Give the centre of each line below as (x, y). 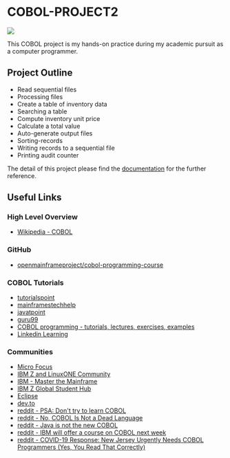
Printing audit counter (48, 155)
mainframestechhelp (46, 305)
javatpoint (31, 312)
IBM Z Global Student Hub (54, 389)
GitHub (19, 250)
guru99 (28, 320)
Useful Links (34, 198)
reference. (22, 175)
